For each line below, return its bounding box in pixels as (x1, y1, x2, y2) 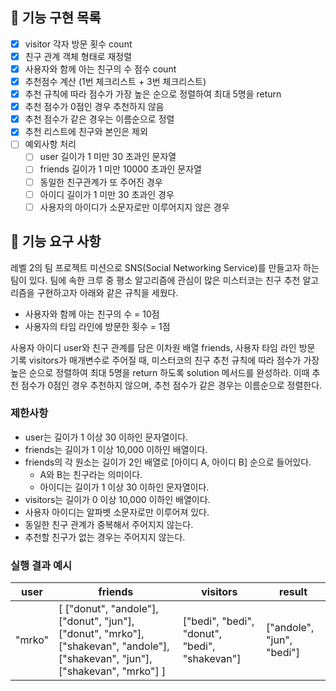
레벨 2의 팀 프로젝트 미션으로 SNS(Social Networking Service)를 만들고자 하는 (10, 261, 320, 273)
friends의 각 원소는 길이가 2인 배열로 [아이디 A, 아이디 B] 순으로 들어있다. (24, 456, 312, 468)
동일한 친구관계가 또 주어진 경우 (39, 176, 163, 188)
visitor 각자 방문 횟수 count (24, 38, 133, 50)
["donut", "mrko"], (58, 627, 145, 641)
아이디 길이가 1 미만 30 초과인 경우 (39, 188, 175, 200)
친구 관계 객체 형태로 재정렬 (24, 50, 133, 62)
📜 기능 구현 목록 (10, 9, 102, 27)
